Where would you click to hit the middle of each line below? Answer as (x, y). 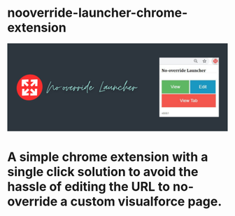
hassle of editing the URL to (88, 187)
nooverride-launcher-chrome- (98, 13)
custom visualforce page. (146, 202)
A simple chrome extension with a (108, 157)
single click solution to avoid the (103, 172)
